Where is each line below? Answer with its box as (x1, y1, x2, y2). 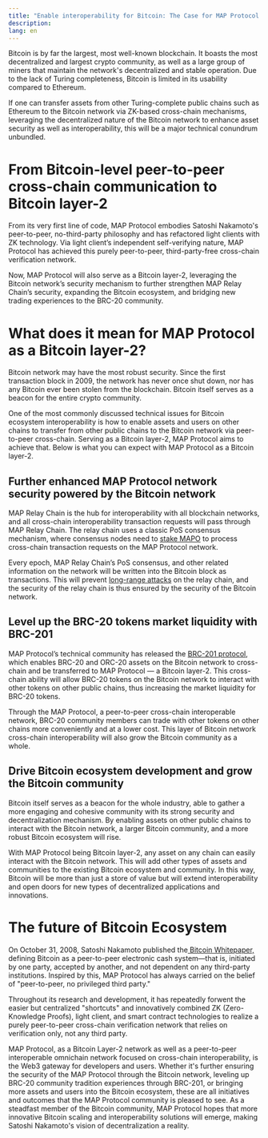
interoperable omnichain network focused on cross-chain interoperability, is (8, 1052, 258, 1062)
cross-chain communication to (8, 177, 218, 196)
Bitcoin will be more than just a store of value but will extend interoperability (8, 873, 258, 882)
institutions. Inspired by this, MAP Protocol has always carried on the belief (8, 971, 256, 980)
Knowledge (8, 1011, 46, 1021)
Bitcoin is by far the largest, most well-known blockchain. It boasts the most (8, 49, 258, 59)
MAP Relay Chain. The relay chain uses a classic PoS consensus (8, 526, 222, 535)
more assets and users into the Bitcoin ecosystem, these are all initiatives (8, 1087, 250, 1096)
